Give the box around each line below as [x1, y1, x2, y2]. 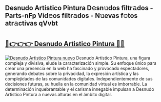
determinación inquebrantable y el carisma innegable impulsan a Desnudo [5, 86, 155, 92]
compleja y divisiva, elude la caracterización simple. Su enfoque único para [5, 60, 157, 66]
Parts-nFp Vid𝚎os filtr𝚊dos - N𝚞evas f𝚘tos [5, 12, 138, 20]
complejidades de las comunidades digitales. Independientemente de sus [5, 76, 153, 81]
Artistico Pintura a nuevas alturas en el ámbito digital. [5, 92, 112, 97]
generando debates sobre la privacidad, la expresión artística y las [5, 71, 139, 76]
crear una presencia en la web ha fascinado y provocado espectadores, [5, 66, 150, 71]
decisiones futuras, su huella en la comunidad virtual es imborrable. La [5, 81, 147, 87]
